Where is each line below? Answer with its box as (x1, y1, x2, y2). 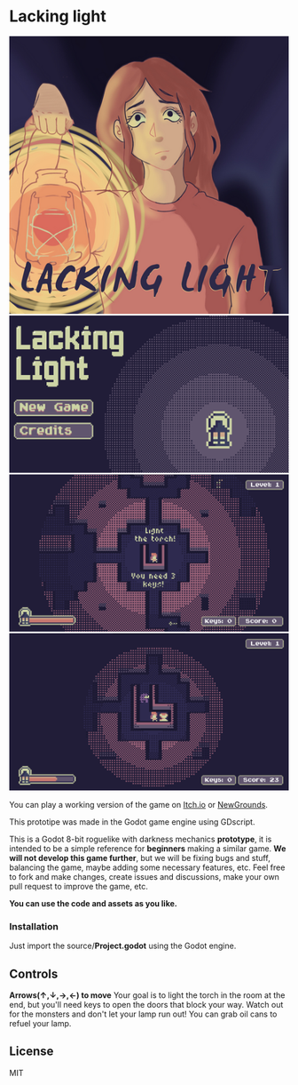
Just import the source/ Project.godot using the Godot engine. (9, 940, 237, 952)
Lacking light (9, 6, 106, 27)
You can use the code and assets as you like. (9, 898, 177, 908)
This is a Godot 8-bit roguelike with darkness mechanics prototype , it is (9, 834, 272, 844)
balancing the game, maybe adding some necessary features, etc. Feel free (9, 862, 286, 873)
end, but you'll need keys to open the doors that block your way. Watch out (9, 1000, 284, 1010)
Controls (9, 966, 59, 981)
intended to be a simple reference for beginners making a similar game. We (9, 842, 286, 854)
